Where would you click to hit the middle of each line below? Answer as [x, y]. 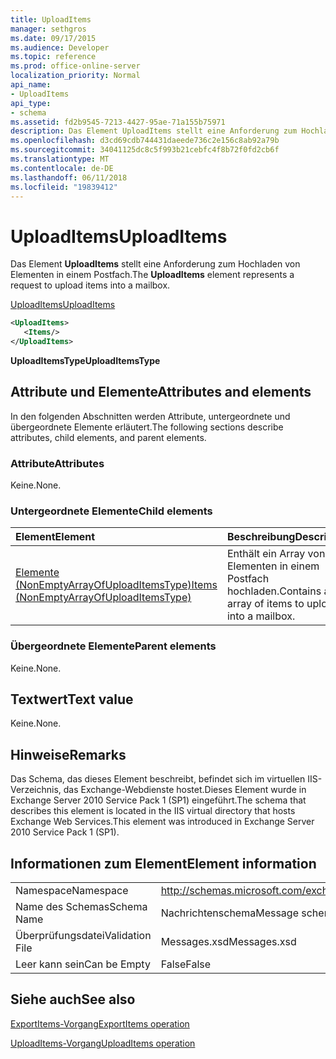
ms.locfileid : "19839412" [64, 187]
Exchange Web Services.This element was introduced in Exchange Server [162, 822]
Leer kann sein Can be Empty [83, 964]
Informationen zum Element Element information [163, 863]
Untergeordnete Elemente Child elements [111, 511]
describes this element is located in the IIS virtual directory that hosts [153, 811]
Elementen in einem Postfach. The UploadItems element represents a [152, 275]
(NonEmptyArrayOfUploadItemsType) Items [116, 585]
